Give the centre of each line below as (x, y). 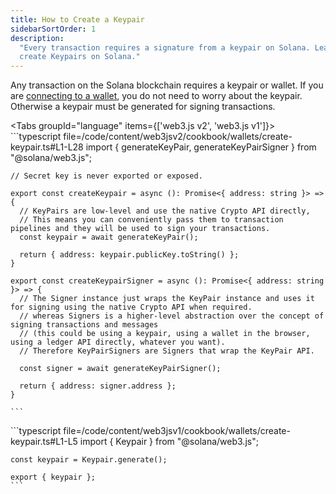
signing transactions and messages (84, 325)
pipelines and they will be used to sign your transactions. (140, 229)
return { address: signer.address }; (98, 386)
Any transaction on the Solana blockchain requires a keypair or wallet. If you (167, 85)
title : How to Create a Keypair (77, 19)
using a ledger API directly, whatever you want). (118, 342)
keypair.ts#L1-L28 (47, 147)
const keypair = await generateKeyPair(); (109, 237)
